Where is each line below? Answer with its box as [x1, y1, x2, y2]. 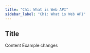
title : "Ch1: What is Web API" [5, 7, 69, 12]
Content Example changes [5, 42, 58, 49]
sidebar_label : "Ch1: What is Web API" [5, 12, 86, 17]
